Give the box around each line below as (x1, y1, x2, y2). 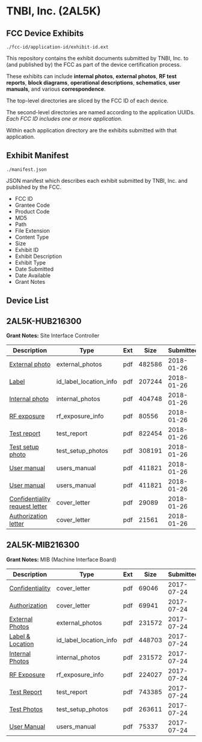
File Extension (14, 227, 50, 234)
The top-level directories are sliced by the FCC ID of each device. (6, 97, 169, 104)
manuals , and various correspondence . (6, 85, 106, 93)
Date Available (14, 272, 51, 279)
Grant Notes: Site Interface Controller (6, 332, 100, 339)
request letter (9, 502, 47, 511)
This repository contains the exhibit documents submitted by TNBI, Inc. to (6, 55, 189, 61)
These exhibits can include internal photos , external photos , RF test (6, 73, 177, 79)
